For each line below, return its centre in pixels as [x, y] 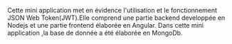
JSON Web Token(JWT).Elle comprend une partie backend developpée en [116, 18]
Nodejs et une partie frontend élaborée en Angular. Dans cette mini [106, 25]
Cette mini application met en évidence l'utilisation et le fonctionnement [112, 10]
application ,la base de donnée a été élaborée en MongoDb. [95, 33]
